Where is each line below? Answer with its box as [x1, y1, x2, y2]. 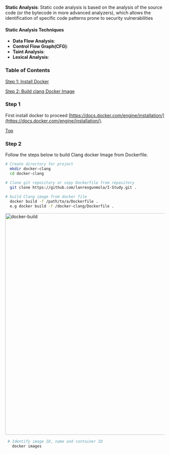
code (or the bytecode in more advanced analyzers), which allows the [5, 10, 151, 16]
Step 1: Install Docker [5, 78, 49, 84]
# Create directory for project [5, 162, 73, 167]
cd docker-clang [10, 171, 44, 176]
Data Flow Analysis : [12, 38, 56, 44]
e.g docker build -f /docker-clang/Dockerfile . [10, 204, 114, 209]
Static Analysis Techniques [5, 26, 64, 32]
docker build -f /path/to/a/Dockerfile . [10, 199, 99, 204]
